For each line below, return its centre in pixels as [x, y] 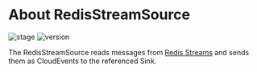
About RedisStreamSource [99, 15]
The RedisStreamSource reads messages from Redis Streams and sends [129, 52]
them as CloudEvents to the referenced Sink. [83, 61]
